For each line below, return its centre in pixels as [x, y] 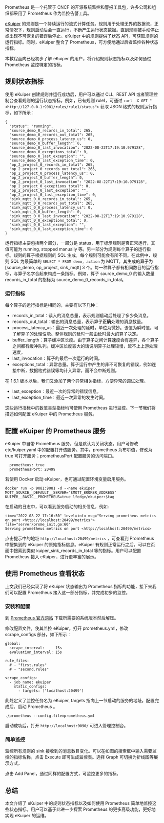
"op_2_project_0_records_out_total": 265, [53, 169]
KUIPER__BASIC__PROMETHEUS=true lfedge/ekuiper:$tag [60, 497]
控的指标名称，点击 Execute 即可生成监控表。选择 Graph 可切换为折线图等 [79, 757]
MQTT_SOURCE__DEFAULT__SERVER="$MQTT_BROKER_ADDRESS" [61, 492]
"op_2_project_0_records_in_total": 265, [52, 165]
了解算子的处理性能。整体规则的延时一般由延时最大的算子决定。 [76, 334]
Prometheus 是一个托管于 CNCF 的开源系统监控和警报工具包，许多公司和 [79, 7]
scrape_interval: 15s [36, 648]
